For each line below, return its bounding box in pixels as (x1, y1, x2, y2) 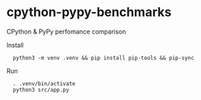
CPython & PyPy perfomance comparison (6, 27, 126, 36)
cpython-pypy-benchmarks (6, 4, 172, 20)
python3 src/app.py (13, 86, 70, 93)
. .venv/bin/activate (13, 80, 76, 87)
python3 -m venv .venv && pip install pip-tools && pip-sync (13, 54, 195, 62)
